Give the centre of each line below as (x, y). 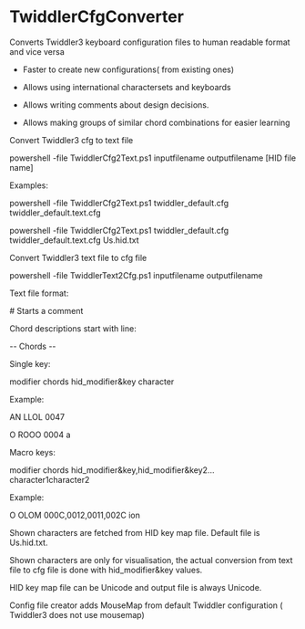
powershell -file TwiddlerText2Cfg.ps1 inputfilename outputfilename (137, 275)
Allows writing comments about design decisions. (116, 105)
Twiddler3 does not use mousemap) (77, 614)
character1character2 (50, 479)
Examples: (29, 185)
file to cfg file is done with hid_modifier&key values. (106, 570)
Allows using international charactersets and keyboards (127, 87)
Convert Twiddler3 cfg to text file (71, 140)
